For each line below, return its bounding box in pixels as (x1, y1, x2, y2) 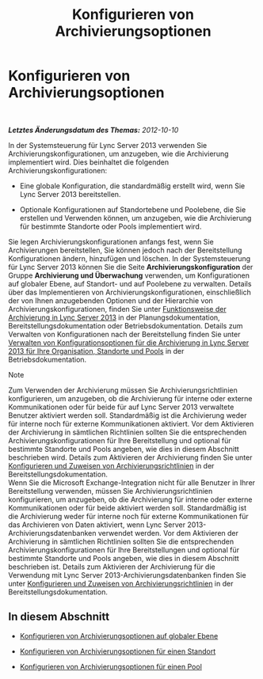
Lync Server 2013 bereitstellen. (19, 189, 121, 199)
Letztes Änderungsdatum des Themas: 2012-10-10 (8, 125, 179, 135)
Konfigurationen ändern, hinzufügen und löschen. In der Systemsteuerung (8, 253, 251, 263)
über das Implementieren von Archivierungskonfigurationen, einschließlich (8, 287, 251, 297)
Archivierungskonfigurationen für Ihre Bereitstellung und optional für (8, 435, 231, 445)
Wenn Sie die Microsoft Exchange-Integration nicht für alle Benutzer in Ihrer (8, 477, 256, 487)
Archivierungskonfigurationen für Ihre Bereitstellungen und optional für (8, 544, 240, 555)
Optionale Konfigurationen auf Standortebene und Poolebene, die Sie (19, 204, 246, 214)
